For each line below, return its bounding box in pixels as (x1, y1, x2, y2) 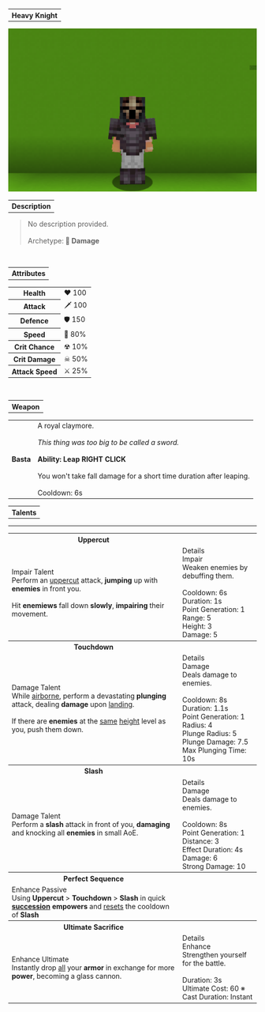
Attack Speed (11, 367, 58, 376)
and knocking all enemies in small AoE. (11, 828, 139, 837)
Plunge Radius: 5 (182, 729, 237, 738)
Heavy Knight (11, 10, 58, 20)
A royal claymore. (37, 421, 95, 430)
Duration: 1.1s (182, 704, 229, 713)
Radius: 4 (182, 720, 213, 730)
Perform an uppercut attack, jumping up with (11, 575, 159, 585)
